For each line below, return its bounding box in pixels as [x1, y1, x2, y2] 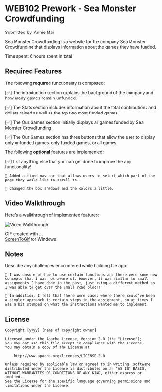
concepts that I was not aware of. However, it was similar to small [5, 277, 149, 281]
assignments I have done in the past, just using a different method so [5, 281, 155, 286]
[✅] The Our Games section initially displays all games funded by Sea [5, 119, 144, 125]
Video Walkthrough [5, 199, 65, 208]
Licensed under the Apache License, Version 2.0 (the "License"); [5, 337, 142, 342]
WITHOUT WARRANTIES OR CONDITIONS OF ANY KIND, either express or [5, 371, 142, 376]
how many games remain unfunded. [5, 95, 77, 101]
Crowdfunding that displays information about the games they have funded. [5, 44, 157, 49]
